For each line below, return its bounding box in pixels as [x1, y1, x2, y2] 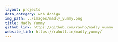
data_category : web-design [5, 12, 60, 16]
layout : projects [5, 7, 41, 12]
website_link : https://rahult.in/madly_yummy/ [5, 29, 102, 34]
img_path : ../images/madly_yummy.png [5, 16, 83, 21]
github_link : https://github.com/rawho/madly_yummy [5, 25, 113, 30]
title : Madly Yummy [5, 20, 45, 26]
